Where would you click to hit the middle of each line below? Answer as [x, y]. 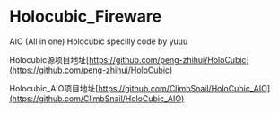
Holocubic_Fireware [86, 17]
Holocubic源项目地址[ [49, 59]
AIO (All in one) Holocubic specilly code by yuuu [99, 41]
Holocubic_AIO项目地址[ [54, 88]
